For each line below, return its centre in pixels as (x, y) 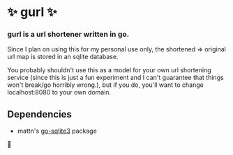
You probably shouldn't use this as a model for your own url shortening (109, 70)
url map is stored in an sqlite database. (63, 57)
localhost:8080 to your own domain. (59, 92)
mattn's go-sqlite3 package (57, 131)
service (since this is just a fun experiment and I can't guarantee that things (116, 78)
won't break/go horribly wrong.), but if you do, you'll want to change (105, 85)
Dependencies (39, 114)
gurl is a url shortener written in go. (68, 34)
